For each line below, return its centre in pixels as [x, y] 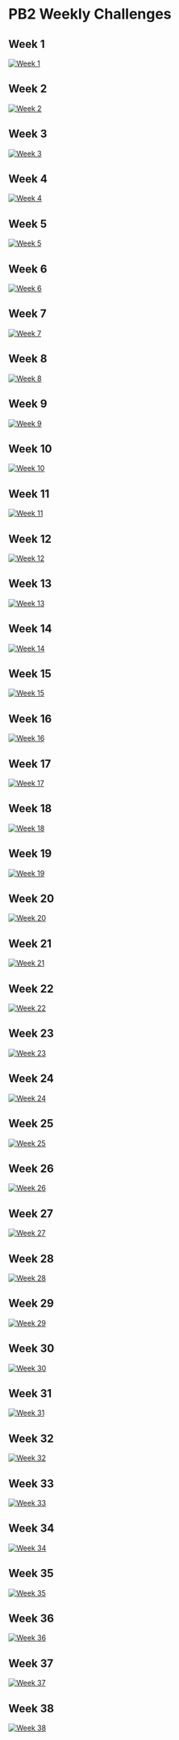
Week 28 [31, 1258]
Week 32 [31, 1438]
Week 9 [28, 404]
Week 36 [31, 1619]
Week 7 [27, 314]
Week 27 [31, 1214]
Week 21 [30, 944]
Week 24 [31, 1079]
